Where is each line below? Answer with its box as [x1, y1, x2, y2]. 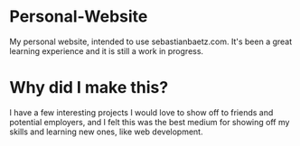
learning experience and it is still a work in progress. [9, 45, 204, 56]
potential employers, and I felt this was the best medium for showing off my [9, 116, 290, 127]
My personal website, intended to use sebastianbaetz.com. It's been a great [9, 36, 293, 47]
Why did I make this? [9, 78, 169, 98]
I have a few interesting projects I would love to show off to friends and [9, 106, 274, 118]
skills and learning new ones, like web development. [9, 126, 203, 137]
